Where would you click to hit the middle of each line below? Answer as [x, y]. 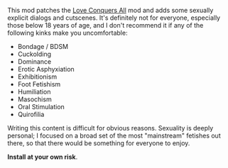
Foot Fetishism [39, 84]
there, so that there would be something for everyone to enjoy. [99, 143]
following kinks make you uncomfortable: [67, 33]
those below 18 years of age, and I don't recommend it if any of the [105, 25]
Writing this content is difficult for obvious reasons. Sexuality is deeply [110, 128]
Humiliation [34, 92]
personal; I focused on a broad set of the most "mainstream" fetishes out [114, 135]
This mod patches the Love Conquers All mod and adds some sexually [110, 10]
